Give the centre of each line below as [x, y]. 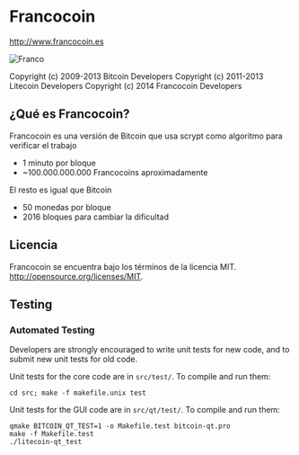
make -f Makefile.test [52, 434]
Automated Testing [52, 330]
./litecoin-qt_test [46, 442]
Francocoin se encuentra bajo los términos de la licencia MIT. [123, 266]
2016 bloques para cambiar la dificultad [95, 217]
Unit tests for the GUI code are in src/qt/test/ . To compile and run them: [145, 410]
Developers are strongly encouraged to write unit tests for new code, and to [149, 350]
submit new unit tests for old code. [74, 359]
